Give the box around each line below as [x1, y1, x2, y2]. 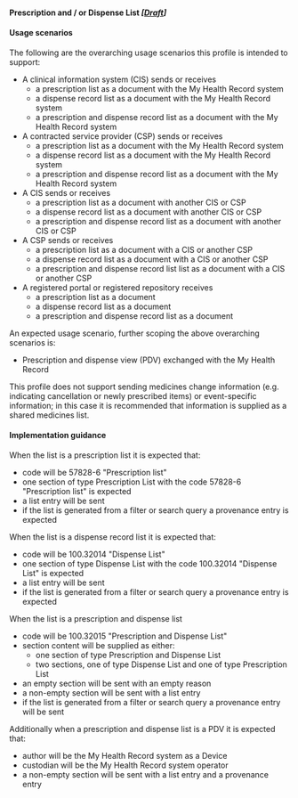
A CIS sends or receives [21, 187, 111, 198]
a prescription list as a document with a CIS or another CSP [35, 244, 254, 255]
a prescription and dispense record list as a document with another [35, 216, 282, 226]
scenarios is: [9, 337, 56, 347]
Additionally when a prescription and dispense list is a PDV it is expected [9, 724, 276, 734]
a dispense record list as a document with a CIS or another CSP [35, 254, 269, 265]
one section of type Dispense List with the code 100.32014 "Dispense [21, 558, 278, 569]
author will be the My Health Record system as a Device [21, 751, 228, 761]
